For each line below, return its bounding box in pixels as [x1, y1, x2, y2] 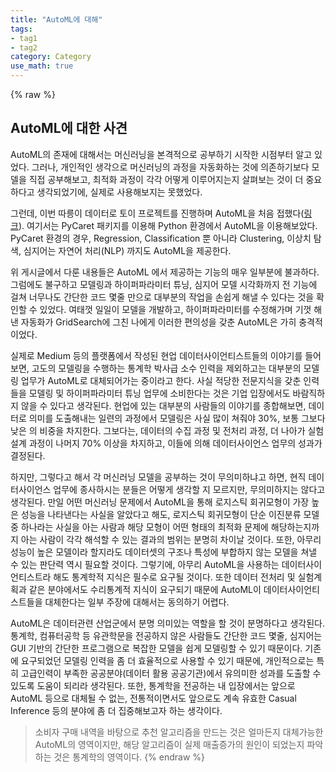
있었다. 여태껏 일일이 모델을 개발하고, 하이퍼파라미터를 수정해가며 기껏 [39, 303, 312, 315]
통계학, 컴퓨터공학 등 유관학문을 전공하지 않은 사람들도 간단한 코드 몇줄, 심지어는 [10, 629, 323, 641]
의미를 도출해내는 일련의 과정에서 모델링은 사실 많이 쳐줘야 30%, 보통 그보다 [28, 412, 326, 424]
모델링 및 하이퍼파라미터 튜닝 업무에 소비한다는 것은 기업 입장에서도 [28, 387, 291, 399]
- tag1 [10, 33, 38, 43]
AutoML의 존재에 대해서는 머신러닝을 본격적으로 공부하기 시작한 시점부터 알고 [10, 148, 313, 160]
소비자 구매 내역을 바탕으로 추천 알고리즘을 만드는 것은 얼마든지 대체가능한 [34, 726, 324, 738]
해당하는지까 [270, 521, 320, 533]
